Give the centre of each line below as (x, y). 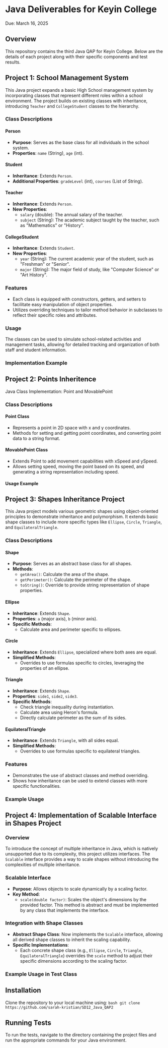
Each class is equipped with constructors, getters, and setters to (79, 299)
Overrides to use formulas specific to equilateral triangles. (80, 751)
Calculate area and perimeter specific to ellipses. (71, 629)
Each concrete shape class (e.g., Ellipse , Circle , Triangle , (81, 950)
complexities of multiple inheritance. (43, 865)
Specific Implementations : (41, 945)
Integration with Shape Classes (44, 923)
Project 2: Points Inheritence (51, 379)
